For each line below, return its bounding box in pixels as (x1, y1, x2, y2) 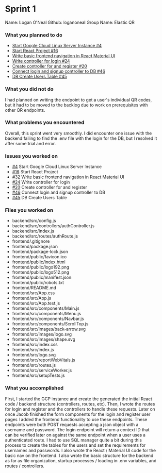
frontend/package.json (12, 244, 58, 250)
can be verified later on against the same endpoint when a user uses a (5, 432, 146, 438)
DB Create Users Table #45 (12, 74, 67, 80)
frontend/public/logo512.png (12, 270, 69, 275)
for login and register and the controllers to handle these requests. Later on (5, 406, 155, 412)
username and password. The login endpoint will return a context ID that (5, 426, 150, 433)
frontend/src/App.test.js (12, 300, 60, 306)
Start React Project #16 (12, 48, 58, 54)
